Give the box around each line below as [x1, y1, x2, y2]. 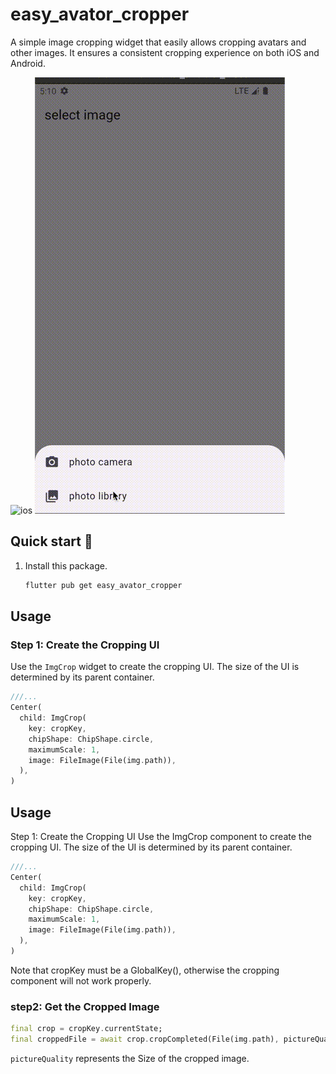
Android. [10, 57, 46, 69]
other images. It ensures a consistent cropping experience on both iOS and [10, 46, 320, 58]
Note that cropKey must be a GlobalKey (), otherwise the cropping [10, 964, 280, 976]
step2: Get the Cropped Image [10, 999, 160, 1013]
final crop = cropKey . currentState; [10, 1024, 163, 1034]
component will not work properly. [10, 974, 152, 987]
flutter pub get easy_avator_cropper [24, 580, 183, 590]
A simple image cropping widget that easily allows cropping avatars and [10, 36, 307, 48]
